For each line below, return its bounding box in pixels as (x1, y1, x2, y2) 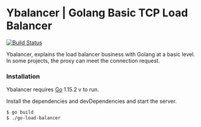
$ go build (6, 109, 34, 116)
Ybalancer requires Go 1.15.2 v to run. (6, 86, 99, 93)
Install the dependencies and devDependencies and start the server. (6, 97, 177, 105)
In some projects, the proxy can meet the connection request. (6, 57, 160, 64)
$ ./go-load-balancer (6, 115, 61, 121)
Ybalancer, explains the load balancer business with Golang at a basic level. (6, 50, 196, 57)
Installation (6, 72, 41, 80)
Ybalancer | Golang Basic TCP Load (6, 6, 188, 20)
